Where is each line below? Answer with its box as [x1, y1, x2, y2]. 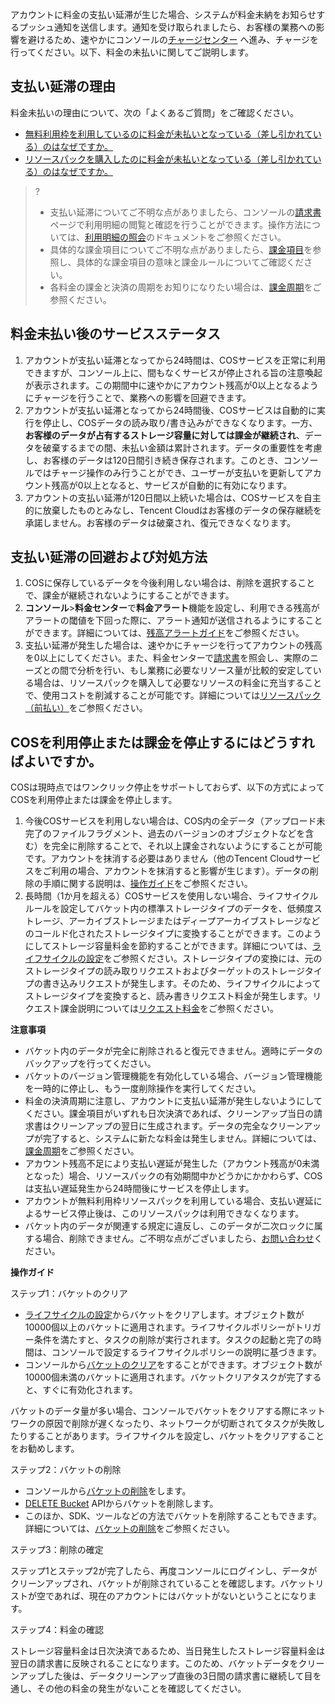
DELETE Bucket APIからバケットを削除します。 [24, 1498, 219, 1510]
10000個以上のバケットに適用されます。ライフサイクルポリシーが [24, 1321, 295, 1333]
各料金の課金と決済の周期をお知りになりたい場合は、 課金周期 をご [49, 281, 322, 293]
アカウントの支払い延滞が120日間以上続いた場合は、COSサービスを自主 [24, 491, 322, 503]
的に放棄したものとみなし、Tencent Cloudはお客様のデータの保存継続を [24, 504, 322, 516]
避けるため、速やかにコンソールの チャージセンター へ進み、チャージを [27, 34, 320, 45]
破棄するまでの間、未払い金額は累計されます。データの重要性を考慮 [42, 441, 323, 453]
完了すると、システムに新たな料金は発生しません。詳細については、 [42, 1133, 322, 1145]
